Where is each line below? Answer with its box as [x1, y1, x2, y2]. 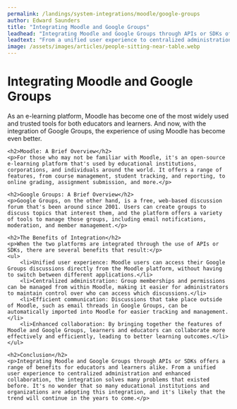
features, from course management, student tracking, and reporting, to [7, 172, 226, 180]
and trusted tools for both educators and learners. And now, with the [7, 119, 207, 128]
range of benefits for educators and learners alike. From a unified [7, 364, 217, 371]
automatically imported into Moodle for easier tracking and [7, 308, 191, 315]
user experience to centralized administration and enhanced [7, 370, 191, 377]
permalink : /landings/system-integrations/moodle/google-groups [7, 10, 200, 18]
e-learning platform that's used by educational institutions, [7, 160, 197, 167]
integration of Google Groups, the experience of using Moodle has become [7, 126, 226, 135]
